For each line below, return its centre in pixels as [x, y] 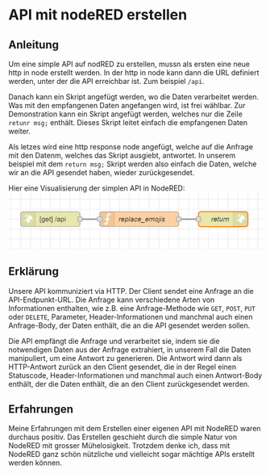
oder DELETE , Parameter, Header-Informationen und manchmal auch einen [131, 317]
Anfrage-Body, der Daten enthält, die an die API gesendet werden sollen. [129, 325]
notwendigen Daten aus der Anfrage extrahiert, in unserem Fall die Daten [130, 350]
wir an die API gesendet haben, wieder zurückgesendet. [102, 172]
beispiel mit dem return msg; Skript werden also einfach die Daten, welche [133, 164]
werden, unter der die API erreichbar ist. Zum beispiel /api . [106, 81]
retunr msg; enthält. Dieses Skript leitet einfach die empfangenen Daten [128, 122]
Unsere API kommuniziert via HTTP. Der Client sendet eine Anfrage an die [131, 291]
